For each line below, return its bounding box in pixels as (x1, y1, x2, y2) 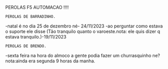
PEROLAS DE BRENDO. (5, 44, 47, 49)
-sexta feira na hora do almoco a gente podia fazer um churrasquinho (5, 53, 152, 58)
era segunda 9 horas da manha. (29, 58, 96, 64)
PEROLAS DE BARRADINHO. (5, 14, 56, 19)
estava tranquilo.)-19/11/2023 (5, 34, 67, 40)
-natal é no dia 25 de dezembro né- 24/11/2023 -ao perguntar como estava (5, 23, 163, 29)
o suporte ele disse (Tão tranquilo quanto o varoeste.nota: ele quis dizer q (5, 28, 160, 34)
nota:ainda (5, 58, 28, 64)
